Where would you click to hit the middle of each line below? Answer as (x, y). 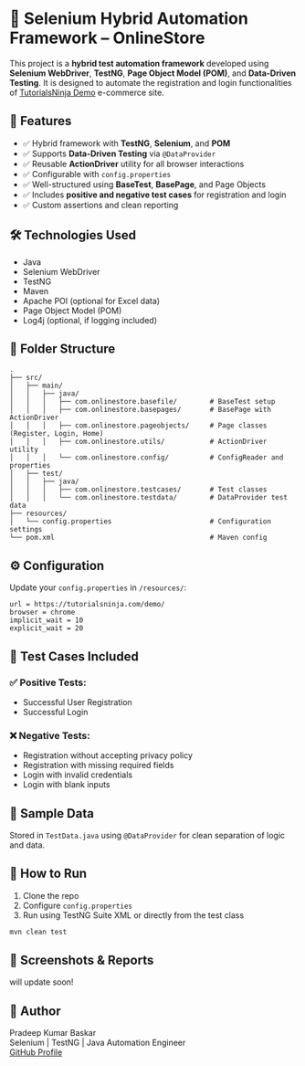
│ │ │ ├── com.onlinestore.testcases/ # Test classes (138, 490)
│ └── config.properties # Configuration (141, 522)
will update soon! (42, 982)
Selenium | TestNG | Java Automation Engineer (98, 1043)
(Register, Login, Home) (57, 434)
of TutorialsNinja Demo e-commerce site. (87, 92)
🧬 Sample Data (52, 813)
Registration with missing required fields (98, 765)
